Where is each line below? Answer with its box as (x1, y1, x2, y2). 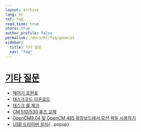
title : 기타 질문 (9, 45, 41, 50)
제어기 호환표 (12, 90, 38, 96)
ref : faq (5, 17, 23, 22)
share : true (5, 26, 30, 31)
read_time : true (5, 21, 39, 27)
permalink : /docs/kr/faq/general (5, 36, 75, 41)
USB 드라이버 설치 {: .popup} (12, 121, 69, 127)
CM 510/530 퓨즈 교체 (12, 109, 56, 115)
